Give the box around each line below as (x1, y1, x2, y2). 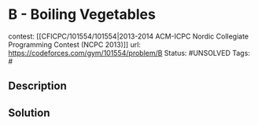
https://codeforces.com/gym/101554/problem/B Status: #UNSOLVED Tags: (8, 48, 250, 57)
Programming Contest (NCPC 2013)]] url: (8, 39, 142, 49)
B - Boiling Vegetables (8, 6, 156, 24)
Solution (8, 106, 50, 119)
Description (8, 79, 67, 93)
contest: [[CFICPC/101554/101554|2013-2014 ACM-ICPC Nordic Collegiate (8, 31, 249, 41)
